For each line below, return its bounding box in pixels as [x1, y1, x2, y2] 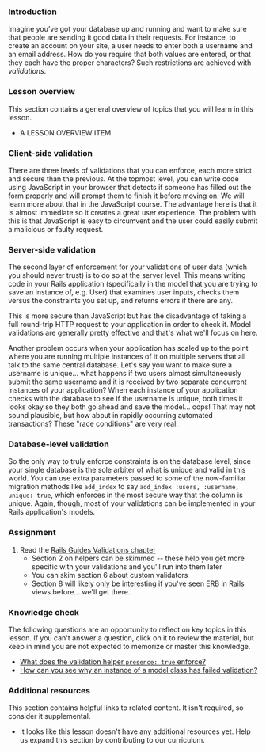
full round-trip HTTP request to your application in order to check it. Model [8, 320, 252, 329]
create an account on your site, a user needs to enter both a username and [8, 41, 253, 51]
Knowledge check [8, 606, 79, 617]
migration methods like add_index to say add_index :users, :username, [8, 482, 240, 492]
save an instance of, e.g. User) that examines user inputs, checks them [8, 287, 240, 297]
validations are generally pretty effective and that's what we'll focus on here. [8, 328, 258, 338]
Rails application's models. [8, 507, 96, 517]
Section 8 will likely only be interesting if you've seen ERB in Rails [31, 579, 245, 588]
